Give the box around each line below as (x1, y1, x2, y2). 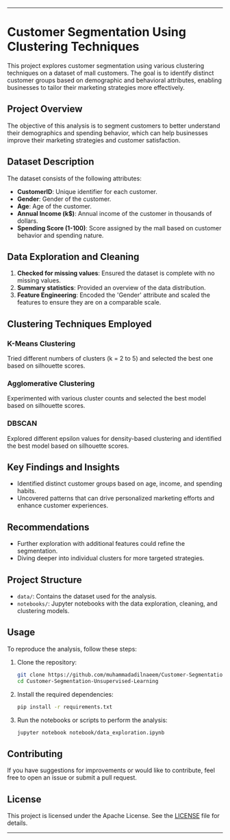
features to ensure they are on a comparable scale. (16, 298, 162, 307)
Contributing (7, 748, 63, 760)
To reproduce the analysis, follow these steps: (7, 645, 137, 653)
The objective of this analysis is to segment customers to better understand (7, 121, 220, 130)
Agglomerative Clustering (7, 379, 95, 388)
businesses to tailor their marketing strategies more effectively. (7, 83, 185, 91)
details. (7, 819, 28, 827)
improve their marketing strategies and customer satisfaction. (7, 136, 181, 144)
